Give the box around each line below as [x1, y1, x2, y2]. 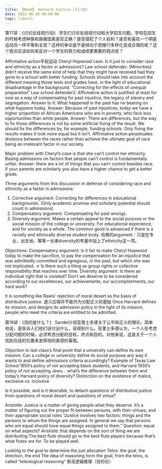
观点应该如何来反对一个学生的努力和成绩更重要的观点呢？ [9, 48, 123, 54]
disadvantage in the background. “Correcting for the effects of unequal [5, 84, 146, 90]
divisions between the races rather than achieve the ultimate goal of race [5, 136, 150, 142]
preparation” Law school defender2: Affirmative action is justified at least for [5, 90, 157, 96]
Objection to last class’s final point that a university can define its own [5, 347, 144, 353]
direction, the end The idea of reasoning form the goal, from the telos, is [5, 453, 148, 459]
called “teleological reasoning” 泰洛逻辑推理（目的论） [5, 459, 113, 465]
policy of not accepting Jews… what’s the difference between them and [5, 368, 148, 374]
